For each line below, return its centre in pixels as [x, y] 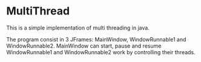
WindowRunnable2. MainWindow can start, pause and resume [84, 46]
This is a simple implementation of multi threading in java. [78, 28]
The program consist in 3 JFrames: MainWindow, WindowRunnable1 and [96, 39]
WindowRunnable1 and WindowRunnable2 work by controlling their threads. [101, 52]
